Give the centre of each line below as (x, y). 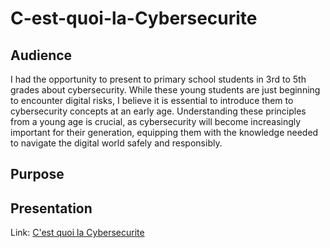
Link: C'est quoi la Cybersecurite (77, 233)
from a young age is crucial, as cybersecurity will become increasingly (156, 121)
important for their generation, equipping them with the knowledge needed (164, 132)
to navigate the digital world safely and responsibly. (116, 143)
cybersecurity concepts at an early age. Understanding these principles (158, 111)
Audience (41, 55)
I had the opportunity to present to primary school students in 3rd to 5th (158, 79)
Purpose (37, 174)
